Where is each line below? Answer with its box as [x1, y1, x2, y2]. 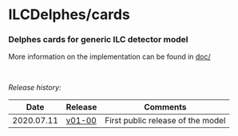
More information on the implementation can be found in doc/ [8, 52, 212, 61]
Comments [143, 102, 187, 113]
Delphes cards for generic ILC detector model [8, 34, 189, 45]
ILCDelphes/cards [8, 6, 130, 24]
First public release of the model [105, 115, 226, 126]
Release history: [8, 83, 61, 92]
